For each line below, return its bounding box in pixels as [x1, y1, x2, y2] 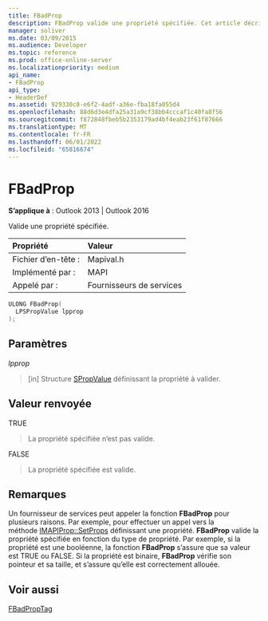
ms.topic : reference [8, 49, 77, 57]
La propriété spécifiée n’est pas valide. [27, 433, 156, 443]
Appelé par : [12, 280, 58, 291]
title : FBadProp [8, 11, 62, 20]
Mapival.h [87, 254, 124, 265]
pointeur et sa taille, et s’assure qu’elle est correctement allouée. [8, 560, 220, 569]
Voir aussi [8, 583, 59, 596]
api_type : [8, 85, 41, 94]
